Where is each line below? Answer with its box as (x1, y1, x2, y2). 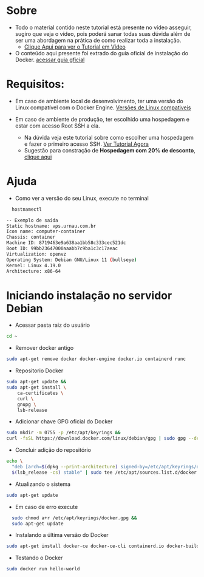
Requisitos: (6, 77, 65, 91)
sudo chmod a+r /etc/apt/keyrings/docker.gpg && (12, 514, 137, 521)
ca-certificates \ (17, 390, 64, 396)
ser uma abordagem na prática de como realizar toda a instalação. (15, 36, 182, 44)
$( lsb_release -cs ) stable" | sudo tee (12, 469, 113, 476)
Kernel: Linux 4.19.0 (6, 262, 61, 268)
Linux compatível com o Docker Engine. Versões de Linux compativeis (15, 104, 191, 111)
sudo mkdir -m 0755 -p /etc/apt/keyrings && (6, 429, 121, 436)
